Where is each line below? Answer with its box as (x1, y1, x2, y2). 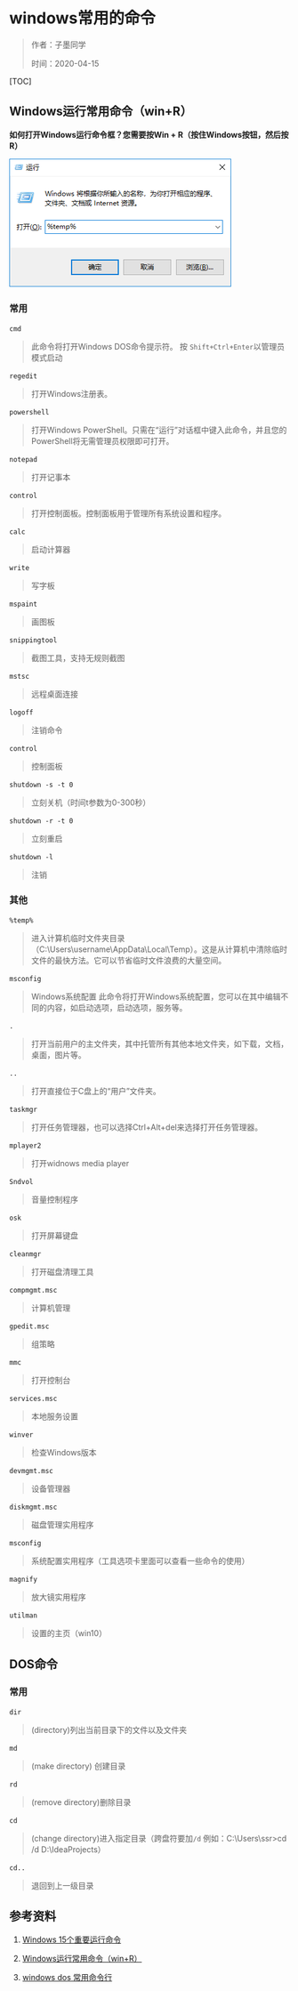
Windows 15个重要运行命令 (21, 1934, 122, 1945)
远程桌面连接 (30, 689, 78, 699)
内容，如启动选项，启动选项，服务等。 (46, 1003, 188, 1013)
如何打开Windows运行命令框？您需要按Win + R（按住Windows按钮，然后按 (9, 129, 289, 140)
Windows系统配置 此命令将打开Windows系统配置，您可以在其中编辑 (30, 991, 281, 1002)
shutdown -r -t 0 (9, 817, 74, 826)
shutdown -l (9, 853, 53, 862)
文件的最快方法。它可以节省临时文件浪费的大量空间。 (30, 955, 227, 966)
